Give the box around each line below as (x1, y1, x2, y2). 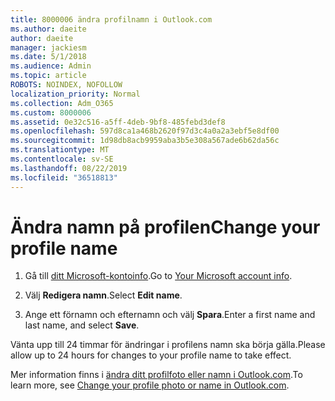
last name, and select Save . (24, 319, 140, 331)
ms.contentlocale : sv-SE (10, 154, 114, 164)
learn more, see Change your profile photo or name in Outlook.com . (10, 379, 290, 391)
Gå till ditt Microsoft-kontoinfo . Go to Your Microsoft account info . (24, 270, 293, 282)
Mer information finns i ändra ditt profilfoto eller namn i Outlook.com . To (10, 369, 303, 381)
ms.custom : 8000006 (10, 107, 92, 118)
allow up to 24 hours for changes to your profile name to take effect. (10, 349, 292, 361)
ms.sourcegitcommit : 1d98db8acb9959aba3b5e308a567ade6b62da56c (10, 136, 280, 146)
